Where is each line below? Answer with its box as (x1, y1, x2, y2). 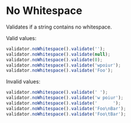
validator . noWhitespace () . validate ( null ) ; (6, 51, 111, 57)
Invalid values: (6, 78, 41, 85)
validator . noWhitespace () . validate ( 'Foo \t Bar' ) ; (6, 111, 126, 117)
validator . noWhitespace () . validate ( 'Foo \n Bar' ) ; (6, 106, 126, 111)
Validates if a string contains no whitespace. (6, 23, 112, 30)
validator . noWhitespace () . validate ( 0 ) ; (6, 57, 103, 62)
